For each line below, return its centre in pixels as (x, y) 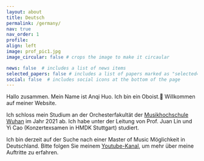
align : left (21, 46)
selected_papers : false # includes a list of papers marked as (88, 74)
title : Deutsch (25, 18)
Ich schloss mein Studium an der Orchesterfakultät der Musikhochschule (97, 115)
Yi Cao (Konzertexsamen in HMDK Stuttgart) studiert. (73, 128)
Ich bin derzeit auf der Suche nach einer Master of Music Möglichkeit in (96, 140)
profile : (17, 40)
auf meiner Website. (31, 103)
